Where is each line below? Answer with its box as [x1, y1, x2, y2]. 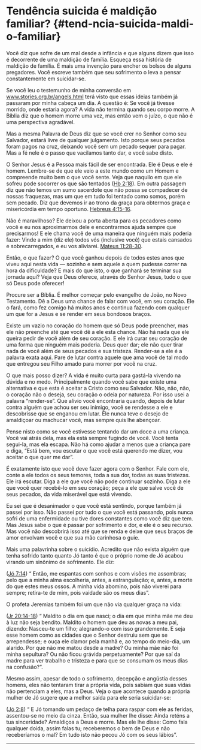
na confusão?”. [6, 663, 43, 670]
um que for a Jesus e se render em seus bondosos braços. [6, 310, 152, 317]
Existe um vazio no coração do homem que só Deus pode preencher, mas [6, 322, 188, 329]
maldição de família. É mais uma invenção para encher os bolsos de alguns [6, 62, 191, 70]
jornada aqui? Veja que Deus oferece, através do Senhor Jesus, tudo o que [6, 273, 191, 280]
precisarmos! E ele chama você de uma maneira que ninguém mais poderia [6, 230, 192, 237]
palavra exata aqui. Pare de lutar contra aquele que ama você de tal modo [6, 354, 188, 361]
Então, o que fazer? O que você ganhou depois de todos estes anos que [6, 254, 184, 261]
